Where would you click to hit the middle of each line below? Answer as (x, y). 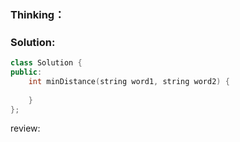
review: (25, 128)
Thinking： (37, 14)
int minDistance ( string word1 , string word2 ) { (129, 81)
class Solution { (46, 63)
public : (26, 72)
